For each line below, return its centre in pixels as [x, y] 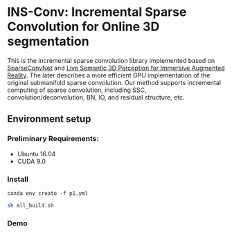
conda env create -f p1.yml [48, 193]
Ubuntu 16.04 [36, 153]
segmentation [48, 41]
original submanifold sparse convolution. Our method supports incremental [114, 82]
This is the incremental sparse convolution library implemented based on [111, 60]
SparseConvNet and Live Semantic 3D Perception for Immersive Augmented [116, 68]
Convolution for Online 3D [83, 27]
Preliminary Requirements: [53, 139]
